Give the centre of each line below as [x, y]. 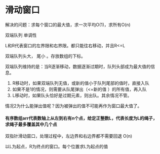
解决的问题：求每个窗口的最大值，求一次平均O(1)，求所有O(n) [68, 25]
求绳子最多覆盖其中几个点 [31, 124]
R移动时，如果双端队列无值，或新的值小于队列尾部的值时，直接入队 [81, 83]
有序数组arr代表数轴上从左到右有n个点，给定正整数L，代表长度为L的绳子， [81, 118]
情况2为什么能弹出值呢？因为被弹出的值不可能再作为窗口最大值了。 [74, 106]
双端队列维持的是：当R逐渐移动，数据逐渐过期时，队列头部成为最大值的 [78, 66]
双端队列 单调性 [21, 35]
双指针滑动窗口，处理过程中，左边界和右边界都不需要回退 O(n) [69, 136]
